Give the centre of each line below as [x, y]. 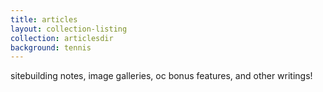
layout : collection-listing [69, 29]
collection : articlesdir [62, 38]
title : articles [44, 19]
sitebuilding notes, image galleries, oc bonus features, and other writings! [161, 76]
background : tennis [51, 47]
